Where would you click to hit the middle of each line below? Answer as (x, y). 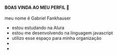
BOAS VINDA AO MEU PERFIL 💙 (37, 7)
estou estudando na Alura (38, 28)
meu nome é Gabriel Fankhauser (38, 18)
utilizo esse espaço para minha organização (57, 38)
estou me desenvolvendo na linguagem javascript (62, 33)
